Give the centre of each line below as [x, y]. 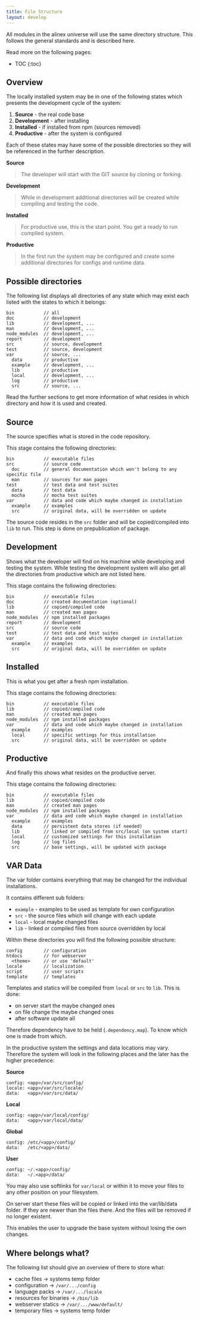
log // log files [44, 842]
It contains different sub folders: [46, 898]
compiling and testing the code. [60, 204]
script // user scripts [45, 972]
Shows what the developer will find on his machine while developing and [95, 561]
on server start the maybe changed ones [65, 1006]
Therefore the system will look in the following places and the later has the [97, 1054]
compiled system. [43, 234]
